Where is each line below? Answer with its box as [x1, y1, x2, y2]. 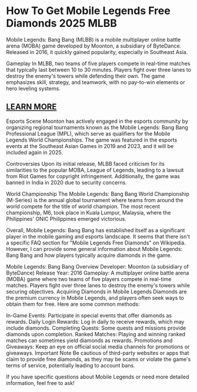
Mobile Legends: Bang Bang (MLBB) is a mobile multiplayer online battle [6, 36, 181, 43]
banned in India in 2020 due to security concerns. [6, 179, 128, 186]
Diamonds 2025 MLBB [6, 16, 118, 30]
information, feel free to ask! [6, 379, 75, 386]
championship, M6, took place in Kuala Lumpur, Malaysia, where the [6, 209, 171, 216]
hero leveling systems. [6, 85, 61, 92]
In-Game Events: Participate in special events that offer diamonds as [6, 311, 172, 319]
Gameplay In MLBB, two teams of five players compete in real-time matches [6, 60, 191, 67]
